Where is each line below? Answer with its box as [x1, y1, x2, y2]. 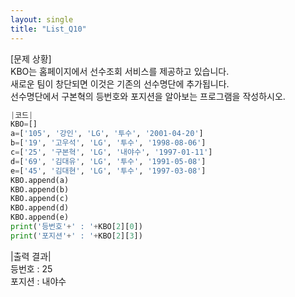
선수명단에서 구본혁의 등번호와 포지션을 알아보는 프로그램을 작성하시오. [10, 90, 286, 102]
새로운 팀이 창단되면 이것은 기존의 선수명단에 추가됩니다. [10, 77, 230, 90]
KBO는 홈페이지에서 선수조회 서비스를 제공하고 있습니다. [10, 65, 230, 77]
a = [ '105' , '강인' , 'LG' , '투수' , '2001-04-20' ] [10, 129, 204, 139]
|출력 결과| [10, 250, 52, 262]
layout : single [10, 14, 74, 25]
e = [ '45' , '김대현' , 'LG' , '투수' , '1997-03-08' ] [10, 166, 207, 176]
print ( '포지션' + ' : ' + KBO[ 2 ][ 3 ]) [10, 231, 143, 241]
